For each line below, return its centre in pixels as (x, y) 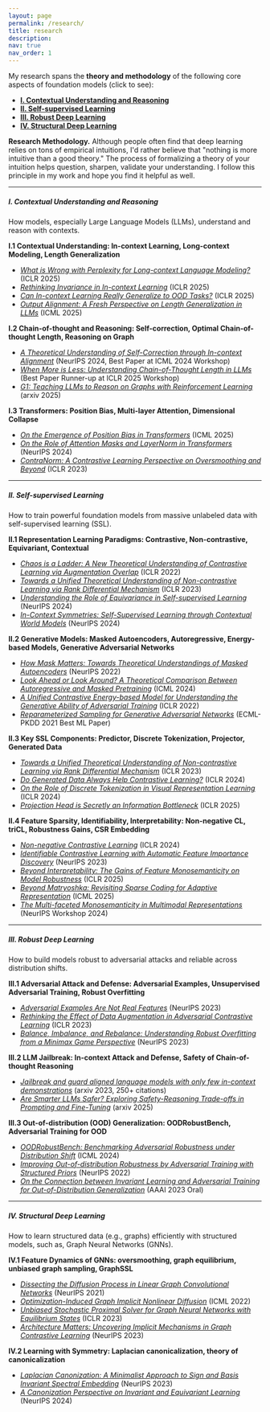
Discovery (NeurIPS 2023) (63, 862)
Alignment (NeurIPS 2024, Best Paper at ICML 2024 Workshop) (125, 361)
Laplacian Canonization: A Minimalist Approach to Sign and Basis (129, 1375)
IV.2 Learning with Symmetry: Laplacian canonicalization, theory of (123, 1351)
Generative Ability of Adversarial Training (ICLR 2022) (109, 705)
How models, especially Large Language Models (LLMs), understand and (129, 221)
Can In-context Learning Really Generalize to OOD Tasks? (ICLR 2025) (137, 295)
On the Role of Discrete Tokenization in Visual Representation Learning (137, 788)
